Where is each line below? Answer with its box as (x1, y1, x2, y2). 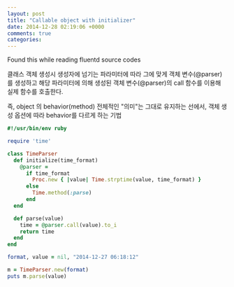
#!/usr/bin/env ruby (7, 125, 68, 132)
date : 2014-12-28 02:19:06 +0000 (7, 23, 105, 30)
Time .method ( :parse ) (32, 190, 92, 197)
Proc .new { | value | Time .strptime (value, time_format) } (32, 176, 201, 183)
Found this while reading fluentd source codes (7, 55, 141, 64)
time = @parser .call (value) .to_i (20, 221, 117, 228)
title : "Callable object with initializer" (7, 17, 136, 24)
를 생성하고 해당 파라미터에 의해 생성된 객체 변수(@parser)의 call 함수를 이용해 (7, 78, 221, 87)
